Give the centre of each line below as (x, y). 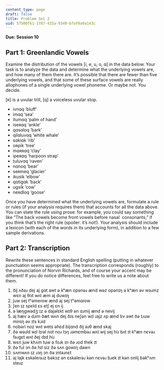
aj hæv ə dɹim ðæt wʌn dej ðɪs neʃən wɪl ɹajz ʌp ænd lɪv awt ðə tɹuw (81, 316)
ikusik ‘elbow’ (26, 177)
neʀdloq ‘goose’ (29, 192)
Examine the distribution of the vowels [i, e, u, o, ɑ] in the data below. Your (81, 65)
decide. (13, 90)
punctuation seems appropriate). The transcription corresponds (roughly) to (82, 265)
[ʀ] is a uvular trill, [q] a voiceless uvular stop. (51, 100)
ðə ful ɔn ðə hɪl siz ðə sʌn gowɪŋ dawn (51, 347)
